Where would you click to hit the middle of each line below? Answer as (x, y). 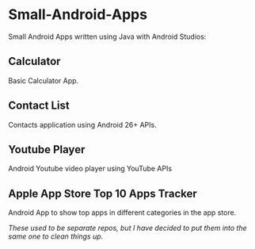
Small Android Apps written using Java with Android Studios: (107, 36)
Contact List (39, 106)
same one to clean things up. (56, 236)
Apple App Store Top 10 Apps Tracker (103, 193)
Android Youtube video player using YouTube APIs (90, 169)
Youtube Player (47, 149)
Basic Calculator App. (44, 80)
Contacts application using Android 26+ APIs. (82, 125)
